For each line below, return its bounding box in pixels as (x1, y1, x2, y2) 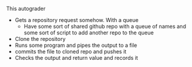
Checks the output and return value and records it (14, 55, 139, 61)
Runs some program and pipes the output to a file (14, 42, 138, 49)
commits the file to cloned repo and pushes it (14, 48, 127, 55)
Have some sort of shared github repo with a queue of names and (23, 23, 187, 30)
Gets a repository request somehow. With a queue (14, 17, 139, 23)
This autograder (6, 5, 46, 12)
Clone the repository (14, 36, 66, 42)
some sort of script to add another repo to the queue (23, 29, 154, 36)
